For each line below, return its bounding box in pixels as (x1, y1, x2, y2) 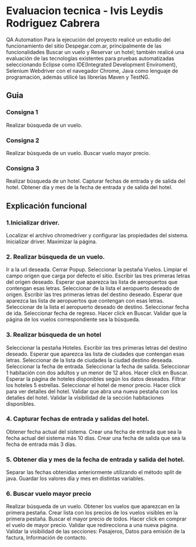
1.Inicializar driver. (6, 219, 60, 227)
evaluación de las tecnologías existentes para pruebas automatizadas (6, 55, 174, 62)
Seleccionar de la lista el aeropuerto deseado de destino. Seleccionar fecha (6, 304, 190, 311)
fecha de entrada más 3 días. (6, 441, 77, 448)
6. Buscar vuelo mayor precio (6, 489, 92, 498)
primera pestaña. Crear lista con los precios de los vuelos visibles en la (6, 509, 178, 516)
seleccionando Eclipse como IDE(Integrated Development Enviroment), (6, 61, 178, 68)
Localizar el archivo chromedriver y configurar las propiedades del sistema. (6, 231, 189, 239)
